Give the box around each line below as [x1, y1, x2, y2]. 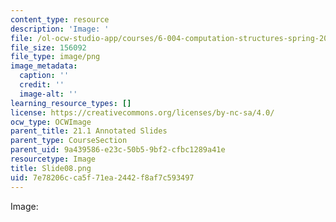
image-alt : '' [19, 89, 78, 99]
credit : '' [19, 80, 65, 90]
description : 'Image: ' [10, 24, 110, 34]
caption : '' [19, 71, 70, 81]
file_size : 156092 [10, 42, 87, 53]
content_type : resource [10, 14, 110, 25]
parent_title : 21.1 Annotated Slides [10, 126, 168, 136]
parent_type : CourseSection [10, 136, 128, 146]
